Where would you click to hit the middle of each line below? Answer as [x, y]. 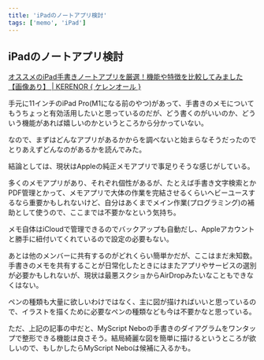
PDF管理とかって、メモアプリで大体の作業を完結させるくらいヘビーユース [128, 193]
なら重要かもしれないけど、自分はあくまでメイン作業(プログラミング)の [131, 203]
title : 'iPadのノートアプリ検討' [58, 15]
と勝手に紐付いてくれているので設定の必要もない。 [91, 239]
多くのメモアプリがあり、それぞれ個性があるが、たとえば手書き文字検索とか [132, 183]
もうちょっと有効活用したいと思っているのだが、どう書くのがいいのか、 [125, 113]
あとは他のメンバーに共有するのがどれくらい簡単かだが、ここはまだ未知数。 [132, 255]
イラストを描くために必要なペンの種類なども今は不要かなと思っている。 [139, 312]
